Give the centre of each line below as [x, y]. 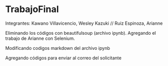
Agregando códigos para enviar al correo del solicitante [63, 58]
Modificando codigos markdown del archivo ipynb [58, 48]
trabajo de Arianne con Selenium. [40, 38]
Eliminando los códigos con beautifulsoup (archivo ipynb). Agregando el [81, 33]
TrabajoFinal [32, 9]
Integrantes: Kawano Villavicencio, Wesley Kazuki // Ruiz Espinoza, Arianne [84, 23]
